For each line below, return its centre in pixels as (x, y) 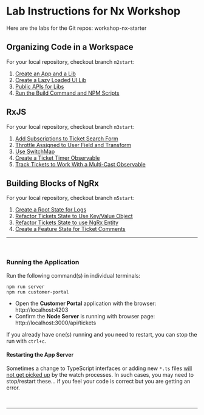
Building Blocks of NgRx (53, 183)
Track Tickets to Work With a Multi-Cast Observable (80, 164)
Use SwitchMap (35, 151)
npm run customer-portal (38, 292)
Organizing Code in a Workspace (70, 47)
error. (13, 388)
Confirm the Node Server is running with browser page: (85, 316)
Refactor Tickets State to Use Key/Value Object (74, 216)
